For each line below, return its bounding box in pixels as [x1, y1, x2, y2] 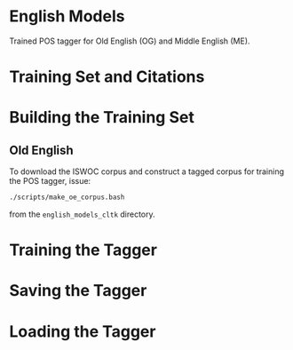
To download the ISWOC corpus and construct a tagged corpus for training [9, 166, 284, 177]
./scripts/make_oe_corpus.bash [9, 193, 125, 202]
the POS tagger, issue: [9, 176, 91, 187]
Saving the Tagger [9, 281, 147, 301]
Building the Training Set [9, 107, 195, 128]
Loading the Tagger [9, 322, 156, 341]
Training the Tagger [9, 240, 158, 260]
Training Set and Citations [9, 67, 205, 87]
